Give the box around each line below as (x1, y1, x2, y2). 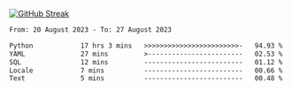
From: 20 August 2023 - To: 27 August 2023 (9, 26, 173, 34)
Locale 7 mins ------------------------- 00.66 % (9, 66, 283, 75)
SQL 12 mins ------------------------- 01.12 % (9, 57, 283, 66)
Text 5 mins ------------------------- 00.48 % (9, 74, 283, 83)
